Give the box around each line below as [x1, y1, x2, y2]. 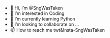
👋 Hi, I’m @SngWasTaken [10, 5, 63, 11]
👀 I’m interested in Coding [10, 10, 65, 16]
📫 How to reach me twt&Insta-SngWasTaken [10, 27, 105, 33]
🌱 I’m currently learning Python [10, 16, 75, 22]
